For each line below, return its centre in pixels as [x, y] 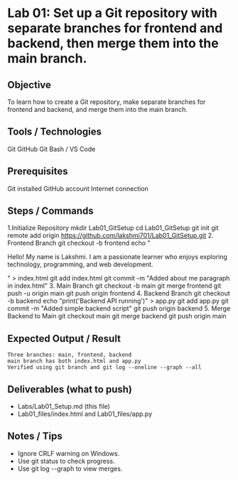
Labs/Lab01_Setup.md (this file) [64, 407]
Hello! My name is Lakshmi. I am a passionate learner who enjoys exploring [117, 257]
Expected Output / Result [64, 339]
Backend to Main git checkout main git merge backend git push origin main [117, 316]
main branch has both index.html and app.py [74, 361]
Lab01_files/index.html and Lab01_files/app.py [85, 414]
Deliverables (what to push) [70, 389]
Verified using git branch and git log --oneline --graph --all [104, 367]
